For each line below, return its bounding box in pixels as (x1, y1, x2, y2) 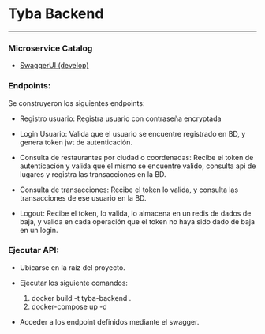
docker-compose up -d (31, 302, 108, 311)
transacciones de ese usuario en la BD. (19, 193, 147, 202)
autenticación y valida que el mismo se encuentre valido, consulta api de (19, 161, 256, 171)
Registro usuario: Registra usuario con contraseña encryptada (19, 114, 222, 123)
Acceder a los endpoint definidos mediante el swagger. (19, 317, 200, 326)
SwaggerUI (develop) (19, 61, 89, 70)
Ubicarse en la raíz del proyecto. (19, 262, 126, 272)
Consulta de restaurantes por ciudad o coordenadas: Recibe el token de (19, 152, 254, 162)
